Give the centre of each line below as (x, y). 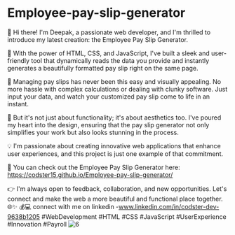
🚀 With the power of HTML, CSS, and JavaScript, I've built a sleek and (109, 53)
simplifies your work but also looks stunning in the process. (93, 132)
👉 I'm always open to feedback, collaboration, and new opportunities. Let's (117, 188)
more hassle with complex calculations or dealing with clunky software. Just (117, 89)
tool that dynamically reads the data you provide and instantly (120, 60)
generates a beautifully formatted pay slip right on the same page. (103, 68)
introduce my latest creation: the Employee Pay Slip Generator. (98, 39)
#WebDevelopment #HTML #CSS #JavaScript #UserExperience (134, 216)
